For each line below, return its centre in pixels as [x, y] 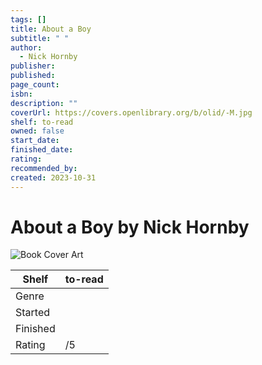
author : [26, 47]
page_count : [35, 85]
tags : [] [28, 19]
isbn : [21, 94]
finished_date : [42, 150]
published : [33, 76]
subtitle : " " [40, 38]
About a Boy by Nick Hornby [130, 227]
